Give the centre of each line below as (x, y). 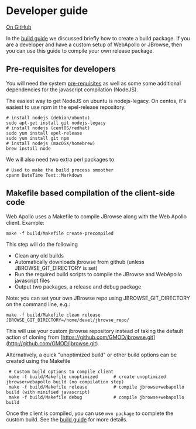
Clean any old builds (39, 255)
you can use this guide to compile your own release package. (80, 50)
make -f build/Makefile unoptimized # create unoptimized (87, 377)
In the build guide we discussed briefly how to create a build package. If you (98, 38)
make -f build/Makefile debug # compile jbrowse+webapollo (96, 397)
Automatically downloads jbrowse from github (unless (79, 262)
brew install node (28, 148)
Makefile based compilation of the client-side (91, 193)
